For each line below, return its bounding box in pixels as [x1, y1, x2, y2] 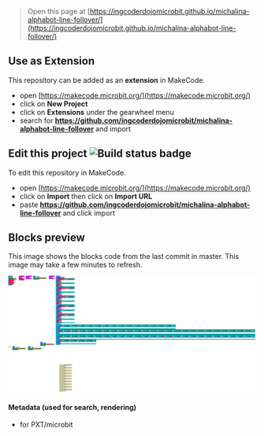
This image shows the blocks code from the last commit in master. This [8, 252, 240, 261]
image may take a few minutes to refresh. [8, 260, 143, 270]
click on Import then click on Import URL [19, 191, 153, 201]
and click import [62, 208, 116, 217]
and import [95, 124, 132, 133]
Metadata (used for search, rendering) [8, 402, 136, 412]
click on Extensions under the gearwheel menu [19, 107, 175, 116]
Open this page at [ [27, 7, 91, 16]
